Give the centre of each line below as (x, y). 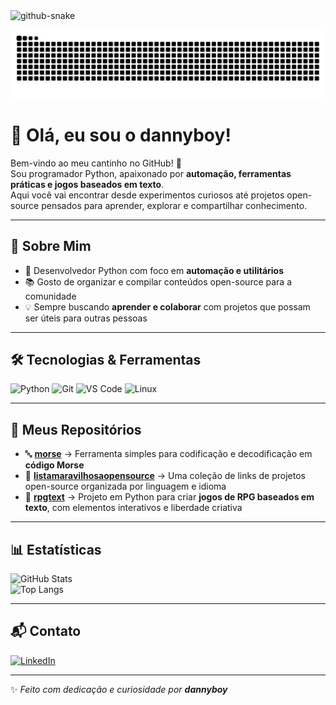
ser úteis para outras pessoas (86, 318)
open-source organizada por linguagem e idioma (125, 486)
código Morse (54, 465)
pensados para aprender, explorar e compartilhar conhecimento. (174, 205)
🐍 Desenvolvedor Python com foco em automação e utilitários (154, 270)
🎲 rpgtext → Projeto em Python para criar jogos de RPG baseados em (169, 497)
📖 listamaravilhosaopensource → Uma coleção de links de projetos (165, 476)
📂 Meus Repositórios (76, 429)
